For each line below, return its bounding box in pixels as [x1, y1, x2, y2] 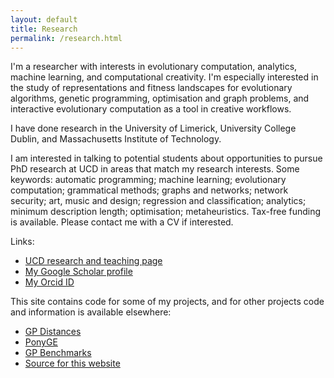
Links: [10, 236, 35, 248]
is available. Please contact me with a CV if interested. [10, 216, 234, 228]
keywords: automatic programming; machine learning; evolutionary [10, 174, 287, 186]
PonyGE [24, 336, 58, 348]
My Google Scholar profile [24, 266, 133, 278]
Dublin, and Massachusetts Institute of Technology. [10, 133, 222, 145]
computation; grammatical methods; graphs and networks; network [10, 184, 289, 196]
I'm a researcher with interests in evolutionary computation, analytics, [10, 61, 298, 73]
